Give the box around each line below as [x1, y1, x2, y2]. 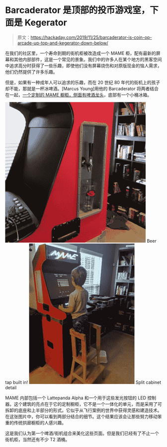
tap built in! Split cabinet [5, 379, 162, 385]
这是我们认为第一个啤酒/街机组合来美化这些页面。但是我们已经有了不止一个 [5, 430, 160, 436]
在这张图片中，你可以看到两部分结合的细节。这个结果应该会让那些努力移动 [5, 413, 158, 419]
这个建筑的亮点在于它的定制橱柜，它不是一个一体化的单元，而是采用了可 [13, 401, 162, 407]
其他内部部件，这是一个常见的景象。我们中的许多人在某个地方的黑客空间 [13, 56, 162, 62]
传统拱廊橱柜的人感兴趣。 [13, 420, 66, 426]
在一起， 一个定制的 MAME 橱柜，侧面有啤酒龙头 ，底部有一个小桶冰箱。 [5, 91, 152, 97]
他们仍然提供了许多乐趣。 [5, 69, 58, 75]
